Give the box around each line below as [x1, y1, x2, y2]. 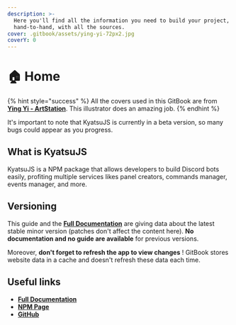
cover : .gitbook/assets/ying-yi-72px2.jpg [7, 30, 135, 38]
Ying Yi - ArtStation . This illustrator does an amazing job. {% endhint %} [7, 104, 220, 113]
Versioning [7, 200, 57, 212]
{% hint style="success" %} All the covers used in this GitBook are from [7, 97, 218, 106]
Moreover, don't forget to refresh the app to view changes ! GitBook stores [7, 248, 229, 256]
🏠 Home [7, 69, 60, 85]
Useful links [7, 276, 62, 288]
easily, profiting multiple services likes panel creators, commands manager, [7, 172, 227, 181]
